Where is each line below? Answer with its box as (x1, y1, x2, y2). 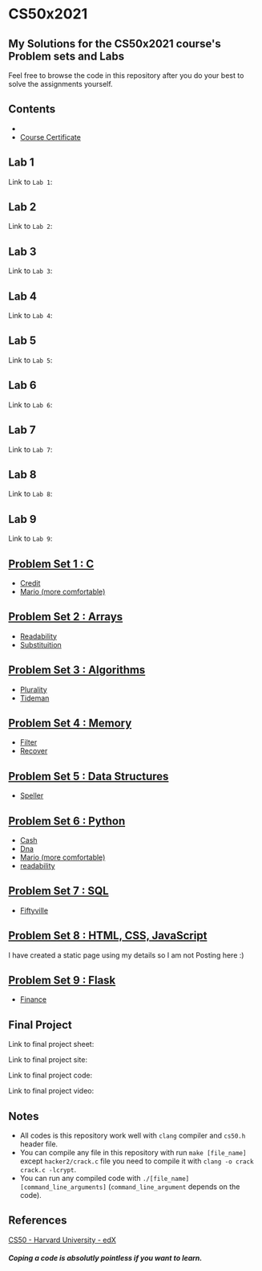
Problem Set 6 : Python (8, 814, 126, 828)
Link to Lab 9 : (8, 533, 53, 543)
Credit (19, 578, 41, 587)
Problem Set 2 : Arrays (8, 610, 123, 623)
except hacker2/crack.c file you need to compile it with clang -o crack (19, 1156, 254, 1166)
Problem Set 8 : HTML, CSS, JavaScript (8, 929, 208, 942)
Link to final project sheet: (8, 1040, 95, 1049)
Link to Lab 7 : (8, 444, 53, 454)
